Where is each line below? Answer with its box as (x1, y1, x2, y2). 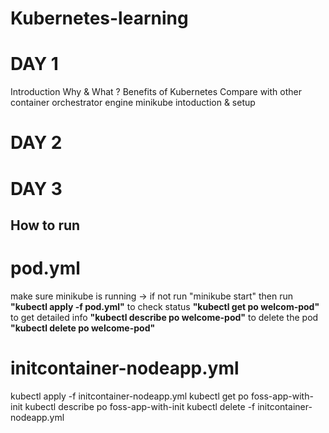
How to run (10, 217, 81, 234)
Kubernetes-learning (10, 7, 189, 30)
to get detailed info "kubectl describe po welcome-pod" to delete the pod (10, 311, 319, 323)
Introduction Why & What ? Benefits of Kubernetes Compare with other (10, 86, 302, 98)
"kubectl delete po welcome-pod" (10, 322, 156, 334)
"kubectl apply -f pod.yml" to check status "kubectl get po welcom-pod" (10, 300, 320, 312)
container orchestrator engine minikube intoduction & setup (10, 97, 256, 109)
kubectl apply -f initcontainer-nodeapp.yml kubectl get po (10, 390, 249, 402)
